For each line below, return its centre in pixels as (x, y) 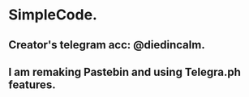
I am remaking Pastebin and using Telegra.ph (125, 72)
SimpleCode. (53, 15)
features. (32, 84)
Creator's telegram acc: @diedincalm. (107, 45)
